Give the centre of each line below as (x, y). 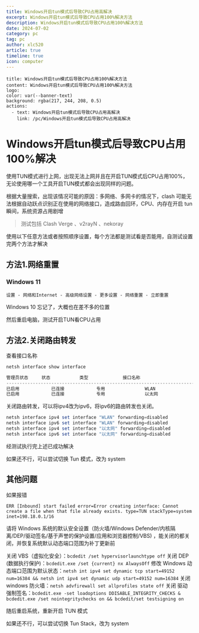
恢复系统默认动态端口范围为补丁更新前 (68, 543)
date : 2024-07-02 (28, 28)
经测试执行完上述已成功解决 (40, 446)
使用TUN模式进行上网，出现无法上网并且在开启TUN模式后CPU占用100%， (97, 177)
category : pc (22, 34)
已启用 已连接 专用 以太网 (82, 394)
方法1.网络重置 (33, 264)
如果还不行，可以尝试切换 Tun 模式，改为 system (66, 459)
